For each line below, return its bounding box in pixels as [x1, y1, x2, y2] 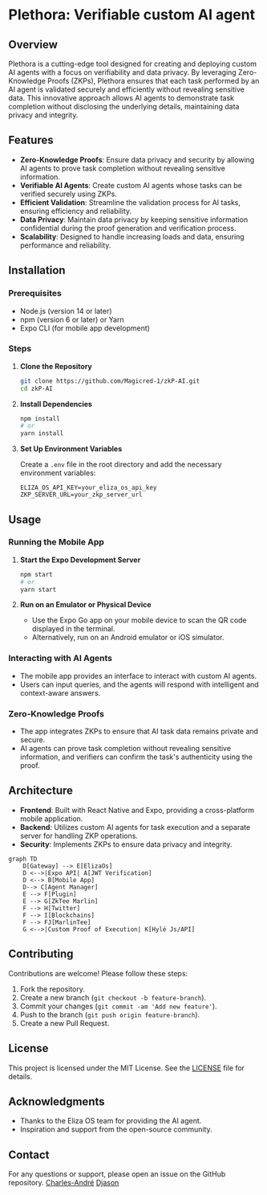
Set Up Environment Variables [19, 444, 123, 454]
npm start [19, 570, 54, 578]
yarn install [19, 429, 64, 437]
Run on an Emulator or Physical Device [19, 600, 152, 610]
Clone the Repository [19, 361, 92, 371]
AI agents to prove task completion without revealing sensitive [19, 163, 226, 173]
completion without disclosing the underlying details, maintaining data [8, 102, 240, 111]
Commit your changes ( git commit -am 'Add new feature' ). [19, 1001, 218, 1011]
